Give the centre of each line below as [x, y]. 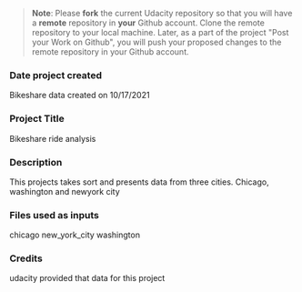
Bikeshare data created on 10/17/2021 [80, 96]
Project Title [37, 119]
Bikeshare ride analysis [53, 138]
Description [36, 162]
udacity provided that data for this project [87, 278]
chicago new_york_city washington [75, 235]
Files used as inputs [55, 215]
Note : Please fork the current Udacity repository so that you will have [162, 13]
